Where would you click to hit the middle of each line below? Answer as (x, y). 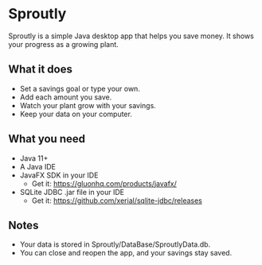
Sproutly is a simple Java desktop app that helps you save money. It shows (131, 36)
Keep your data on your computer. (76, 114)
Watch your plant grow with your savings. (88, 105)
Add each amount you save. (66, 97)
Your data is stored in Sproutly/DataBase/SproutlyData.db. (115, 244)
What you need (47, 139)
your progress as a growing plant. (64, 44)
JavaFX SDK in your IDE (59, 175)
